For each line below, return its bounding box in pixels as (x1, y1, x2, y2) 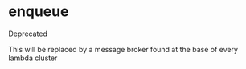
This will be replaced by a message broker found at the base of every (8, 44, 239, 54)
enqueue (8, 2, 69, 21)
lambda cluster (8, 53, 58, 63)
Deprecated (8, 29, 48, 39)
